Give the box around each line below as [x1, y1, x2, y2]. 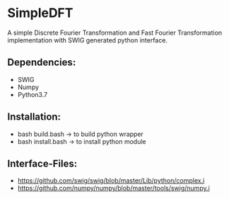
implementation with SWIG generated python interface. [7, 35, 168, 44]
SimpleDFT [7, 5, 74, 21]
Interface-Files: [7, 157, 78, 169]
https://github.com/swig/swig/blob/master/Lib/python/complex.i [17, 176, 205, 185]
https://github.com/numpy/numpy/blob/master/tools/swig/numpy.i [17, 184, 210, 193]
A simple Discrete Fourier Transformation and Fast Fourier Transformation [7, 28, 223, 37]
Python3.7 [17, 90, 48, 98]
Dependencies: [7, 57, 76, 69]
